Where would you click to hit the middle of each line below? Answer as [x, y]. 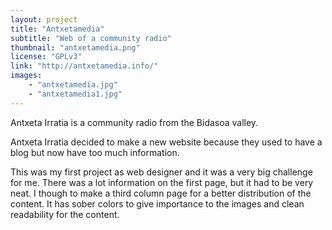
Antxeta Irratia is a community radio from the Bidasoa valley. [134, 122]
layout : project [44, 19]
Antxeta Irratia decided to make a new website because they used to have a [166, 142]
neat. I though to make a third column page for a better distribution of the [161, 193]
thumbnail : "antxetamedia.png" [75, 47]
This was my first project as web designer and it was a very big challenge [161, 172]
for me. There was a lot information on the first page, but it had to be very [162, 182]
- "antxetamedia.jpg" [73, 85]
